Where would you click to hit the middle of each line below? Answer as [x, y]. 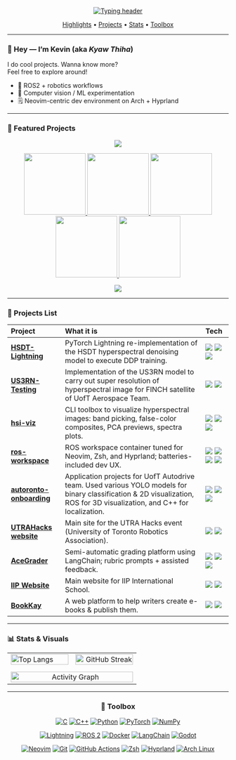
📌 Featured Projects [41, 129]
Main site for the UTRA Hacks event [124, 523]
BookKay [26, 605]
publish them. [116, 610]
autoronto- [30, 490]
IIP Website [30, 585]
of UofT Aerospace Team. [107, 398]
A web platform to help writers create [126, 601]
